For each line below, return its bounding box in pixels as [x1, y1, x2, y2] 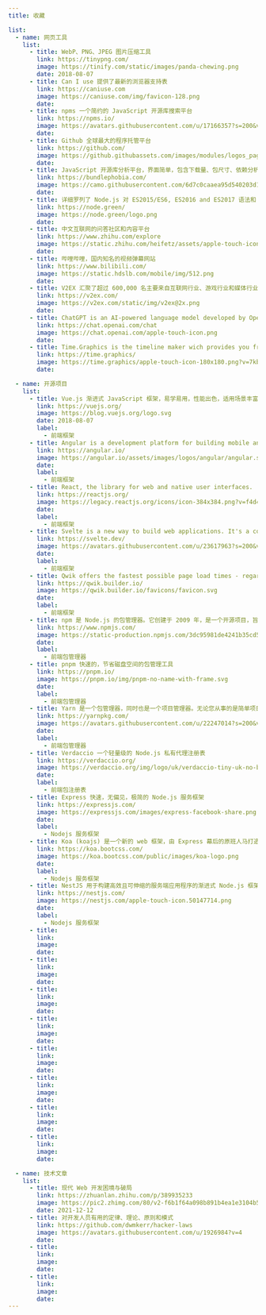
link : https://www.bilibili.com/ [36, 262, 147, 270]
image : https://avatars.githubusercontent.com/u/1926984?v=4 [36, 1228, 243, 1236]
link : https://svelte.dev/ [36, 535, 126, 543]
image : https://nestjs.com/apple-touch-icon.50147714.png [36, 897, 232, 905]
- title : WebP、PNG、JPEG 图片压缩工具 [28, 48, 152, 56]
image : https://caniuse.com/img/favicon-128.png [36, 92, 200, 100]
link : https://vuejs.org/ [36, 402, 123, 410]
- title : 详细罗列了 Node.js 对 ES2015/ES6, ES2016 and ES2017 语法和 [28, 195, 256, 203]
